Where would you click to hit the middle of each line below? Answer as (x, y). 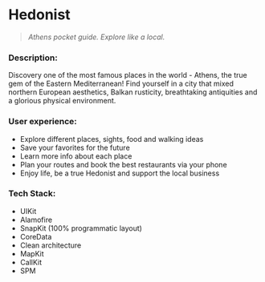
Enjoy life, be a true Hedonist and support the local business (120, 173)
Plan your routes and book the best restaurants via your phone (123, 164)
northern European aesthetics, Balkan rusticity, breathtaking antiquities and (133, 92)
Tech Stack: (32, 194)
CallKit (31, 262)
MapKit (32, 253)
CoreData (36, 236)
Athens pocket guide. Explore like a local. (96, 37)
